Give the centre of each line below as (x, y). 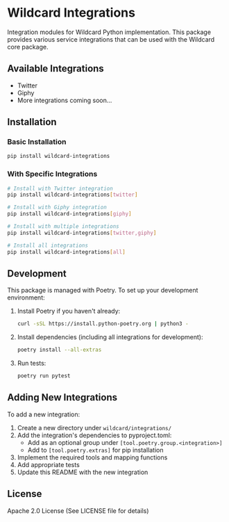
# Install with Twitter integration (60, 188)
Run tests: (32, 364)
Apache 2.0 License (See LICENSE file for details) (78, 511)
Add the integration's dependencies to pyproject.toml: (94, 435)
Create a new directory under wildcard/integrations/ (94, 427)
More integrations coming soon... (65, 100)
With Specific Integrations (52, 174)
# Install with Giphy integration (57, 207)
